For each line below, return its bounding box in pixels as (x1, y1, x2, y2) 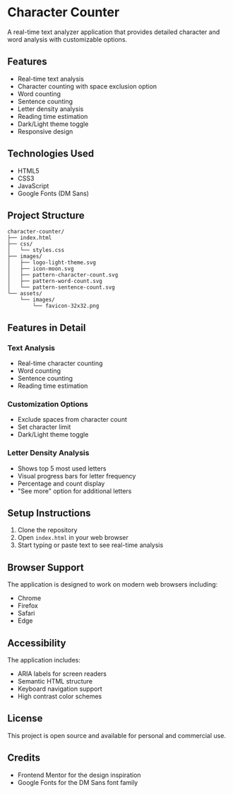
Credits (7, 752, 41, 764)
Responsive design (17, 127, 73, 135)
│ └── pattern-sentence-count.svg (7, 284, 115, 291)
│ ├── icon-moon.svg (7, 265, 74, 272)
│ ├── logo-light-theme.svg (7, 259, 97, 266)
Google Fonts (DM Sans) (17, 189, 90, 197)
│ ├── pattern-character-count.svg (7, 272, 119, 279)
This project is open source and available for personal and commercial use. (7, 731, 226, 740)
